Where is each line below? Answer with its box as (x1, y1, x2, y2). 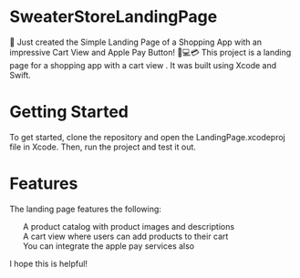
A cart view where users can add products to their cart (22, 231, 229, 242)
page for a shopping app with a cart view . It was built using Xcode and (9, 59, 277, 70)
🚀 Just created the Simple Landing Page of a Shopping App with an (9, 36, 263, 47)
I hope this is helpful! (9, 258, 88, 269)
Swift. (9, 69, 32, 80)
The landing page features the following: (9, 203, 162, 214)
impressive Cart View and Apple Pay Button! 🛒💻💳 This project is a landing (9, 46, 292, 57)
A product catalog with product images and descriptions (22, 221, 235, 232)
